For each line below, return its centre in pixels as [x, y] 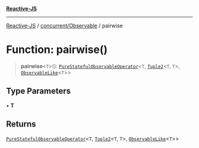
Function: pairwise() [57, 50]
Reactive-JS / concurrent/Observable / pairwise [65, 26]
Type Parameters [38, 91]
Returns [21, 124]
